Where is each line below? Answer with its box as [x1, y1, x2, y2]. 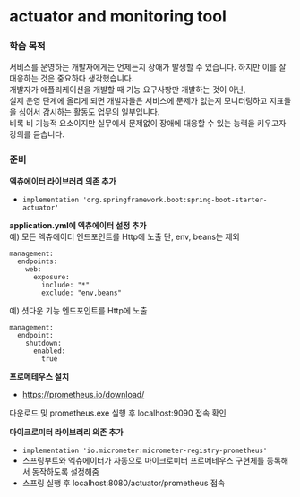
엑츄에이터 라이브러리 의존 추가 [9, 176, 116, 186]
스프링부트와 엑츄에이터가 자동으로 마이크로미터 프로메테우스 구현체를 [21, 455, 265, 466]
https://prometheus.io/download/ [21, 389, 145, 399]
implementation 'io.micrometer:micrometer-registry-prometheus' [21, 446, 268, 455]
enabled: [32, 347, 66, 356]
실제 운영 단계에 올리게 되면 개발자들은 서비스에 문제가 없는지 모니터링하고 [9, 96, 268, 107]
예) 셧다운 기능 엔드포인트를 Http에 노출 [9, 304, 148, 315]
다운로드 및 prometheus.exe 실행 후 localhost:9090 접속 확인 [9, 407, 227, 418]
